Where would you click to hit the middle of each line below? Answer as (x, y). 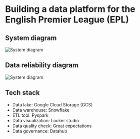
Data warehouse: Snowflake (41, 110)
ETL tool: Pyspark (30, 115)
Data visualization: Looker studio (46, 120)
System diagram (31, 38)
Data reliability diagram (42, 65)
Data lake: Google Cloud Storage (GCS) (52, 104)
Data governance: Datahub (40, 131)
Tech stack (23, 93)
